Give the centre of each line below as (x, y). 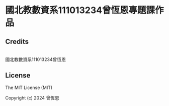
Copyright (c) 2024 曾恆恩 (32, 97)
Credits (17, 41)
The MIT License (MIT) (29, 87)
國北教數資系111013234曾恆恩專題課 (80, 10)
